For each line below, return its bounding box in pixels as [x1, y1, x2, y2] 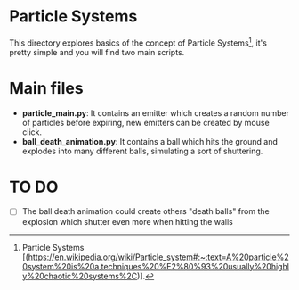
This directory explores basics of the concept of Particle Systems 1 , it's [9, 36, 267, 48]
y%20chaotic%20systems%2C [21, 270, 138, 281]
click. [21, 127, 43, 137]
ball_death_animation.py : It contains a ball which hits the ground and [21, 136, 279, 146]
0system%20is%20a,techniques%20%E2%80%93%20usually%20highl [21, 261, 289, 271]
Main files [9, 78, 84, 98]
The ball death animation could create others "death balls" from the [21, 206, 270, 217]
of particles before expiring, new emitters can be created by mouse [21, 117, 270, 128]
